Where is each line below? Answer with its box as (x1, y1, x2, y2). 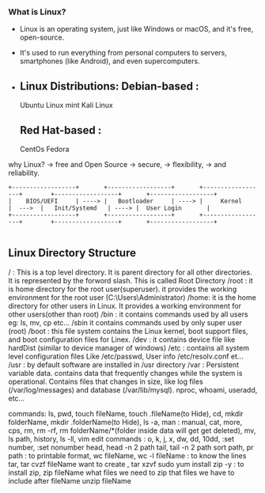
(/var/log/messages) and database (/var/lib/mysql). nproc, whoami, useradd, (8, 385, 258, 394)
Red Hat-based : (19, 123, 102, 137)
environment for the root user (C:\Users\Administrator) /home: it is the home (8, 292, 257, 302)
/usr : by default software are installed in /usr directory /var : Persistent (8, 359, 240, 370)
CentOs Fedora (19, 144, 70, 154)
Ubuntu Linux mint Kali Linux (19, 100, 113, 110)
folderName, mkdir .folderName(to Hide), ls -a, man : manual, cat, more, (8, 417, 243, 427)
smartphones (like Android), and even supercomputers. (19, 56, 200, 66)
